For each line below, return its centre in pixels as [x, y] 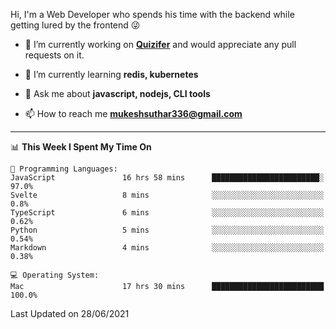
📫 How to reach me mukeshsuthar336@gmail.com [133, 113]
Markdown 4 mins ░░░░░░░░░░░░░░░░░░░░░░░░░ [167, 248]
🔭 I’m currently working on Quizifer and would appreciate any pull [160, 44]
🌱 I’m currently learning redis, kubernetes [111, 74]
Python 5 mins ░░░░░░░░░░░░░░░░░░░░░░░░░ [167, 230]
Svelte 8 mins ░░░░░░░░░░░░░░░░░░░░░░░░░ [167, 195]
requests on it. [54, 55]
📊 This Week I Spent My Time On [81, 147]
